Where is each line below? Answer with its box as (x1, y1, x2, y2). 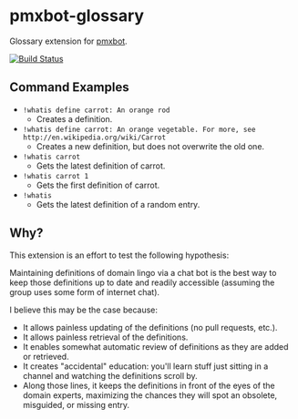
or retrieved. (22, 351, 70, 362)
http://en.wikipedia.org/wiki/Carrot (22, 133, 167, 142)
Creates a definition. (36, 113, 113, 124)
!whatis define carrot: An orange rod (22, 106, 170, 115)
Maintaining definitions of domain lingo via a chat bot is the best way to (9, 267, 277, 278)
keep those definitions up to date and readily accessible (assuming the (9, 277, 275, 288)
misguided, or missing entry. (22, 399, 130, 410)
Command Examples (9, 79, 129, 96)
